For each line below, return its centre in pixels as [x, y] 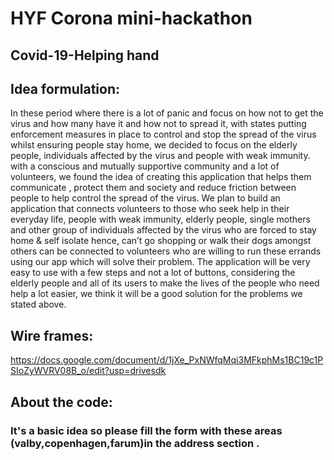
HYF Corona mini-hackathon [131, 18]
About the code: [61, 402]
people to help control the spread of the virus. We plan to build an [145, 198]
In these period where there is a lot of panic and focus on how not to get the [167, 113]
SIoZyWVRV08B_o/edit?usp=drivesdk [88, 371]
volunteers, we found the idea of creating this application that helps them [161, 177]
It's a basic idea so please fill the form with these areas [146, 430]
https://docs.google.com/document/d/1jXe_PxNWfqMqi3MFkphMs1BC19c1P [167, 360]
